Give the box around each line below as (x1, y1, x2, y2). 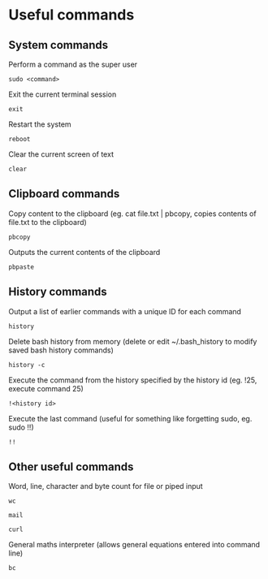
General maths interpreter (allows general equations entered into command (8, 540, 261, 550)
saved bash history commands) (8, 345, 114, 355)
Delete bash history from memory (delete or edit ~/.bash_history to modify (8, 336, 257, 346)
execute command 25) (8, 383, 84, 393)
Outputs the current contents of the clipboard (8, 247, 161, 257)
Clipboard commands (8, 187, 120, 201)
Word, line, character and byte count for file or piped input (8, 482, 203, 491)
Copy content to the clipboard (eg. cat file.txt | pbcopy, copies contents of (8, 209, 257, 218)
